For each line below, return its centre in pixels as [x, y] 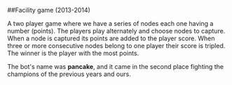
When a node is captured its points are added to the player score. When [111, 38]
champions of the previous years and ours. [69, 74]
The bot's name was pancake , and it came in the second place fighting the [116, 67]
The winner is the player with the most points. [73, 53]
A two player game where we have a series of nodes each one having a [110, 23]
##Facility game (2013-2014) [49, 10]
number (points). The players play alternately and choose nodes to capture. [116, 31]
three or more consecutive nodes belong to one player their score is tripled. [116, 46]
